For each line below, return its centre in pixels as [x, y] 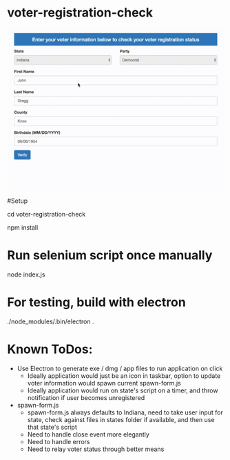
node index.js [26, 274]
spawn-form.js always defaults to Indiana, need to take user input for [125, 412]
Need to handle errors [59, 441]
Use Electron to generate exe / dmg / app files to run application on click [120, 368]
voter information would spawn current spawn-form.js [104, 383]
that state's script [52, 427]
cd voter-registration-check [46, 214]
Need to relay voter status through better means [96, 449]
